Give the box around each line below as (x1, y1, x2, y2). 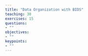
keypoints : (5, 39, 27, 44)
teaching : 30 (5, 12, 32, 17)
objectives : (5, 30, 29, 35)
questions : (5, 20, 27, 26)
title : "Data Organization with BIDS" (5, 7, 84, 12)
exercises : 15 (5, 16, 34, 21)
